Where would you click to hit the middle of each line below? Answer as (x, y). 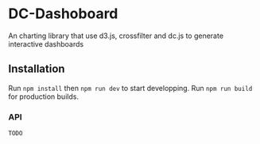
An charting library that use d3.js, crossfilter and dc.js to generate (116, 36)
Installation (37, 69)
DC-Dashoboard (63, 14)
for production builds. (44, 97)
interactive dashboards (46, 44)
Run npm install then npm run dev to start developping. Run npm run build (130, 88)
